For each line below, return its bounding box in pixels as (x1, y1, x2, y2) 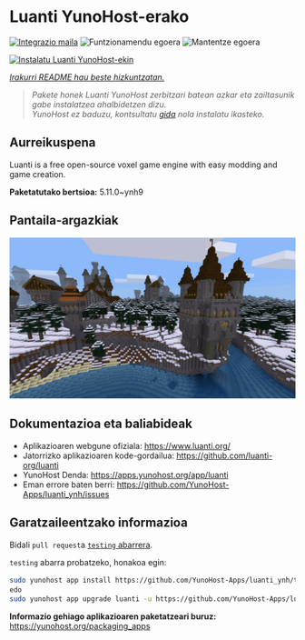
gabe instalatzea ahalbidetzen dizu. (31, 98, 167, 110)
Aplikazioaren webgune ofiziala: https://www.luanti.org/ (22, 440, 231, 451)
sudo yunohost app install (9, 575, 112, 585)
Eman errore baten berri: (22, 479, 115, 490)
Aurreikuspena (9, 135, 96, 151)
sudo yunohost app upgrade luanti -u (9, 595, 152, 604)
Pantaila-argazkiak (9, 213, 119, 228)
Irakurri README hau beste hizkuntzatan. (9, 71, 165, 83)
